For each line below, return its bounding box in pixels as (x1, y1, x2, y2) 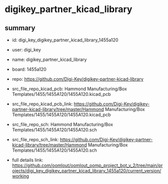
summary (5, 24, 36, 32)
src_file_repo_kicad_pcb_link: (12, 101, 73, 107)
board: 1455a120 (12, 67, 47, 72)
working (12, 173, 29, 179)
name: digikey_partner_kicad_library (12, 56, 87, 63)
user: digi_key (12, 47, 41, 52)
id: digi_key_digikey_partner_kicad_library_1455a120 (12, 37, 119, 43)
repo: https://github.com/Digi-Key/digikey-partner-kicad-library (12, 76, 144, 82)
